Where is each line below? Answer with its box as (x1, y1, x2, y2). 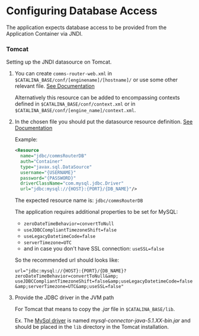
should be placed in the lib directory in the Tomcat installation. (14, 324, 169, 331)
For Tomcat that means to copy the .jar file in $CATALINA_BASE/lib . (14, 306, 175, 313)
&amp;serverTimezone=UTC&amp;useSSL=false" (14, 284, 124, 290)
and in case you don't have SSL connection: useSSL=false (23, 245, 165, 252)
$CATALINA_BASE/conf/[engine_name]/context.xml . (14, 107, 136, 114)
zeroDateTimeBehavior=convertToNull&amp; (14, 273, 118, 280)
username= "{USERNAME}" (20, 169, 76, 176)
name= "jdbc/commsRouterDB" (20, 153, 87, 159)
